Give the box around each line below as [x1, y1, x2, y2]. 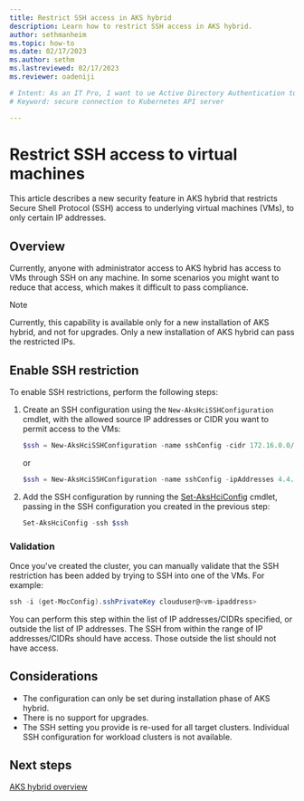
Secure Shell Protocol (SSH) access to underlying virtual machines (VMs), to [9, 203, 295, 214]
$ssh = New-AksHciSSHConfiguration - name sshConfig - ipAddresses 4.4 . [22, 475, 295, 484]
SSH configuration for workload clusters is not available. [22, 731, 233, 742]
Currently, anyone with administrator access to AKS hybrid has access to [9, 263, 281, 274]
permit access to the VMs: [22, 423, 121, 435]
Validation [9, 540, 56, 553]
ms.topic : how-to [9, 38, 75, 48]
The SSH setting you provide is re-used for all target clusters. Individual [22, 721, 290, 732]
